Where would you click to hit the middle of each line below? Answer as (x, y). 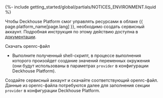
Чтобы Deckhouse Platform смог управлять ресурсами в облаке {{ (74, 21)
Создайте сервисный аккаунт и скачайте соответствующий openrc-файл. (82, 80)
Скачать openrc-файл (27, 46)
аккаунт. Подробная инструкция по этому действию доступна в (72, 32)
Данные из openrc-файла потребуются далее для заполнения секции (77, 85)
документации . (21, 37)
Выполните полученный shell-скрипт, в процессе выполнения (76, 56)
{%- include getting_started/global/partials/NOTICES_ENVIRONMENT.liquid (81, 7)
